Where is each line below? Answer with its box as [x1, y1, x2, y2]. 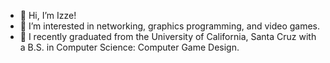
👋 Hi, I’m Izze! [19, 10, 77, 21]
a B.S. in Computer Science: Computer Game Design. [19, 41, 240, 53]
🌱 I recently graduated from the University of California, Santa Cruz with [19, 31, 317, 42]
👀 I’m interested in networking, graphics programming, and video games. [19, 20, 321, 32]
